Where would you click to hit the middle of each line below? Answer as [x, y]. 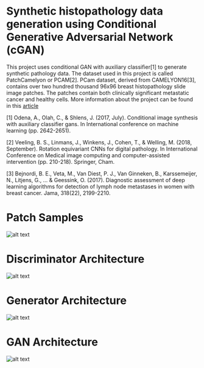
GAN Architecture [52, 342]
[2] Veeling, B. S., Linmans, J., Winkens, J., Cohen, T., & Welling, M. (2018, [99, 142]
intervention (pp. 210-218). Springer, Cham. [60, 161]
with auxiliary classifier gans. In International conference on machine [93, 124]
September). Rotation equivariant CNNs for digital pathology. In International [102, 149]
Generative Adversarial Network [90, 37]
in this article [23, 105]
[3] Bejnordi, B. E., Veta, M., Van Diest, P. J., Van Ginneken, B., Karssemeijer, [102, 173]
